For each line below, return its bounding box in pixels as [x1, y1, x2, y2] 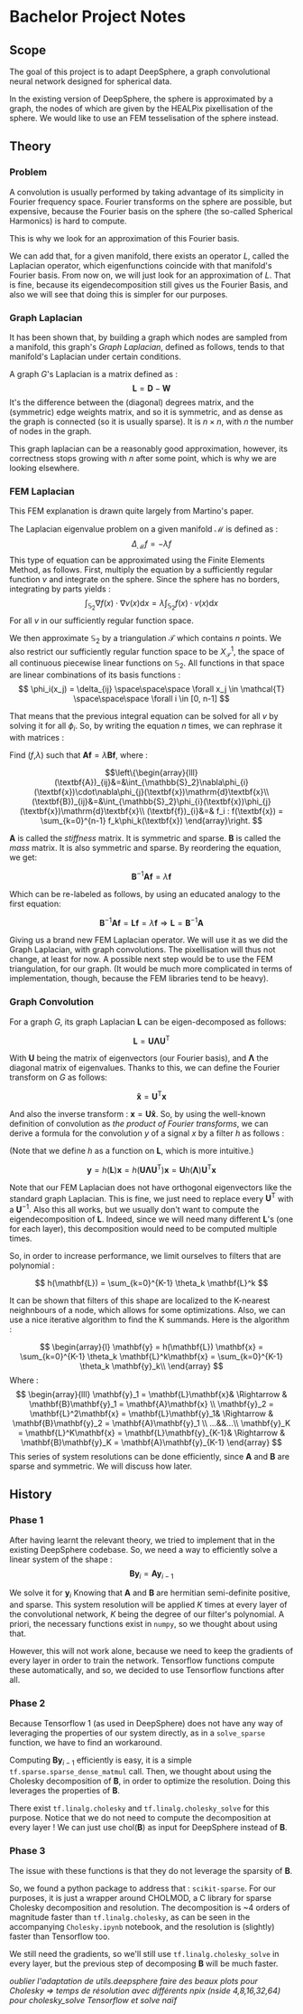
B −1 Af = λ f [131, 870, 172, 882]
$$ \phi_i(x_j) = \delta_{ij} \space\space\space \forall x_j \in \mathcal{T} [17, 684, 286, 695]
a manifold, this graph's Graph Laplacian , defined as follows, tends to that [9, 341, 285, 352]
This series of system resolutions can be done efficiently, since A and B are [9, 1451, 290, 1461]
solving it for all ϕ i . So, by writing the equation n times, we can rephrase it [9, 721, 282, 733]
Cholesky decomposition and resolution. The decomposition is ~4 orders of [9, 1902, 290, 1913]
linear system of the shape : [9, 1554, 113, 1565]
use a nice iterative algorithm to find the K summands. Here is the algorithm [9, 1314, 290, 1325]
